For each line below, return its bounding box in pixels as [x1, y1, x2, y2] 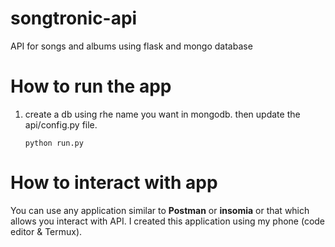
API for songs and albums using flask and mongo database [10, 40, 253, 52]
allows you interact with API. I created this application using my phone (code [10, 215, 326, 227]
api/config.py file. [24, 118, 98, 131]
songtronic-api [10, 7, 138, 30]
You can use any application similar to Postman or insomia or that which [10, 204, 310, 216]
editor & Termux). [10, 225, 83, 237]
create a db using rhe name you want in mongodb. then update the [24, 108, 301, 120]
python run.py [24, 138, 84, 148]
